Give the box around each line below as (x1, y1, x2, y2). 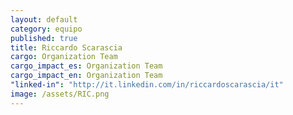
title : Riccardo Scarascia (10, 42, 123, 53)
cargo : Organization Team (10, 52, 118, 62)
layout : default (10, 14, 78, 25)
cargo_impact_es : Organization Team (10, 61, 163, 71)
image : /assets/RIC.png (10, 89, 110, 99)
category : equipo (10, 24, 83, 34)
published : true (10, 33, 78, 43)
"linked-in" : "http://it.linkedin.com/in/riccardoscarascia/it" (10, 80, 284, 90)
